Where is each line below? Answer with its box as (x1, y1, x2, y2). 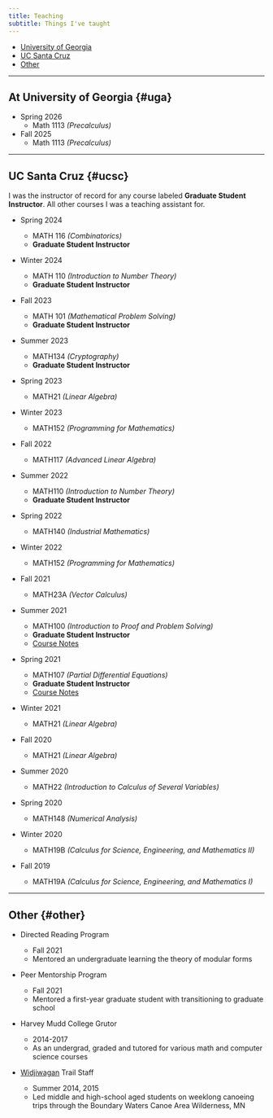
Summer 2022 (19, 471, 69, 480)
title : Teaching (8, 11, 63, 20)
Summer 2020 (19, 766, 69, 776)
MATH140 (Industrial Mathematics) (32, 527, 150, 537)
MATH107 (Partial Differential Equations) (32, 670, 168, 680)
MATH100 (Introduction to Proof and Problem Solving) (32, 621, 214, 631)
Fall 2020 (19, 734, 53, 745)
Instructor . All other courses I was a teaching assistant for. (8, 199, 206, 209)
